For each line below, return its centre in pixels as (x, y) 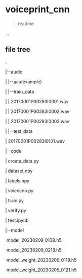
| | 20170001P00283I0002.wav (37, 111)
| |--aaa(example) (24, 82)
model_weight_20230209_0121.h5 (42, 270)
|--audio (14, 72)
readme (26, 24)
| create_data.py (22, 161)
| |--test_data (19, 131)
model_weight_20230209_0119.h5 (42, 260)
